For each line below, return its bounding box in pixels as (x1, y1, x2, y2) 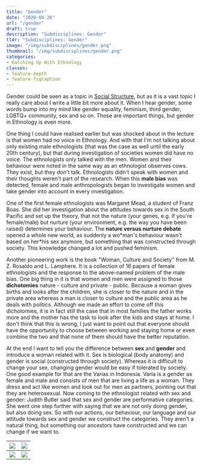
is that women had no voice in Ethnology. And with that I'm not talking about (6, 136, 195, 144)
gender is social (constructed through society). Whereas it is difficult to (6, 357, 183, 365)
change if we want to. (6, 428, 60, 435)
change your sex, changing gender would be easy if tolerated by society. (6, 364, 188, 371)
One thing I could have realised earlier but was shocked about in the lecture (6, 130, 194, 138)
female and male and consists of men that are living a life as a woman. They (6, 377, 195, 384)
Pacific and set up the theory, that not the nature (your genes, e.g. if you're (6, 212, 192, 220)
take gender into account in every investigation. (6, 188, 125, 195)
